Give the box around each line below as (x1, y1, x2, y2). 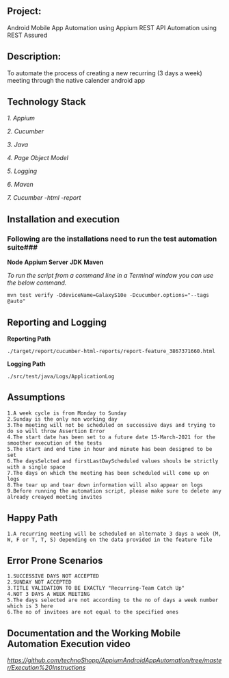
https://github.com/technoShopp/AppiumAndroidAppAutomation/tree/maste (7, 656, 222, 664)
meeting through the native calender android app (7, 76, 146, 84)
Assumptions (7, 391, 66, 403)
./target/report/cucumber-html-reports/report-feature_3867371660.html (7, 348, 215, 354)
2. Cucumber (7, 127, 44, 135)
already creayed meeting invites (7, 493, 103, 500)
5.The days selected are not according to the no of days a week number (7, 597, 219, 604)
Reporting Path (7, 335, 51, 343)
